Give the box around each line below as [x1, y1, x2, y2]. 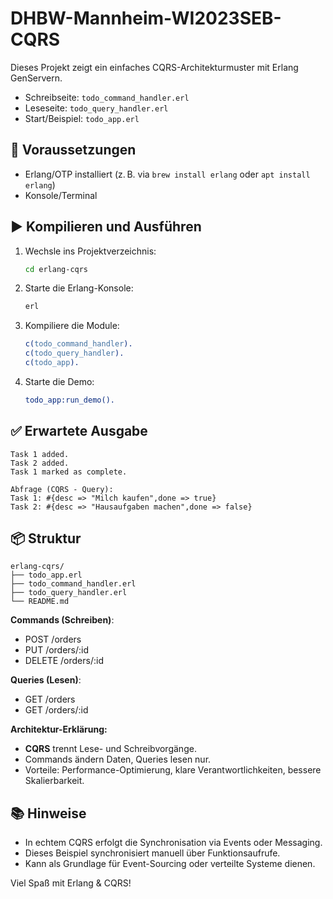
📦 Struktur [10, 530, 82, 547]
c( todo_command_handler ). [24, 339, 133, 349]
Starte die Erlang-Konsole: [24, 282, 134, 294]
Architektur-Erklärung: [10, 723, 108, 736]
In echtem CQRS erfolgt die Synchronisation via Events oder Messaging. [24, 837, 323, 849]
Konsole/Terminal [24, 189, 98, 201]
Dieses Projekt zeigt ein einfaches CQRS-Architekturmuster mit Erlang [10, 61, 299, 73]
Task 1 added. [10, 449, 70, 459]
